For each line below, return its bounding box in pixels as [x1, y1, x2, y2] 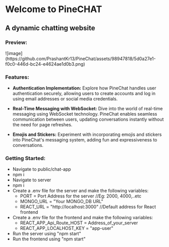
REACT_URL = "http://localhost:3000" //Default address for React [20, 204, 156, 210]
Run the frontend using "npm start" [12, 236, 86, 242]
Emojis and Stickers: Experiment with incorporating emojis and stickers [12, 131, 162, 137]
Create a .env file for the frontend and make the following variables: [12, 215, 153, 221]
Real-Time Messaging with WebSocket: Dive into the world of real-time [12, 106, 163, 112]
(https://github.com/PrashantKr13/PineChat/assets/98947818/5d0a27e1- [5, 56, 156, 62]
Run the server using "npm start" [12, 231, 82, 237]
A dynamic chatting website [5, 24, 95, 32]
